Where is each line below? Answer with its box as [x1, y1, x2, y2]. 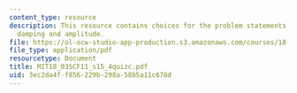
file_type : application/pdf [9, 46, 113, 55]
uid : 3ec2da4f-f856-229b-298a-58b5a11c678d [9, 71, 172, 80]
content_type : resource [9, 12, 97, 22]
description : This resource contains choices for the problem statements [9, 21, 287, 30]
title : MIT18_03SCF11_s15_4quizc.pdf [9, 63, 148, 72]
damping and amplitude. [17, 29, 104, 38]
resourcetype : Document [9, 54, 97, 63]
